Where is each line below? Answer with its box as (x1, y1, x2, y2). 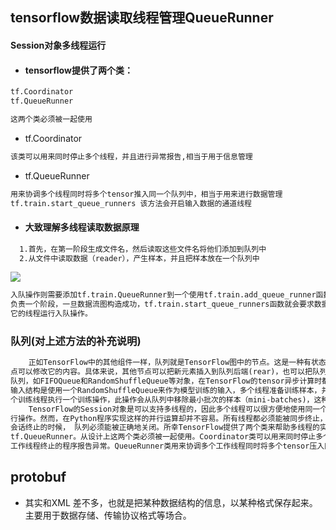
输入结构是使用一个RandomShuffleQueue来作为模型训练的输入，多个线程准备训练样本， (10, 385, 322, 395)
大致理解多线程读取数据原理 (24, 221, 140, 233)
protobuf (10, 469, 67, 486)
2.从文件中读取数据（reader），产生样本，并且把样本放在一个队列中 (19, 253, 260, 263)
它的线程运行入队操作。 (10, 309, 93, 319)
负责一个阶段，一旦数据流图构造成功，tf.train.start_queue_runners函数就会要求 (10, 299, 315, 310)
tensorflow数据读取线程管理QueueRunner (10, 9, 274, 27)
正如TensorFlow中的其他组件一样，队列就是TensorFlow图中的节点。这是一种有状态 (28, 358, 327, 368)
